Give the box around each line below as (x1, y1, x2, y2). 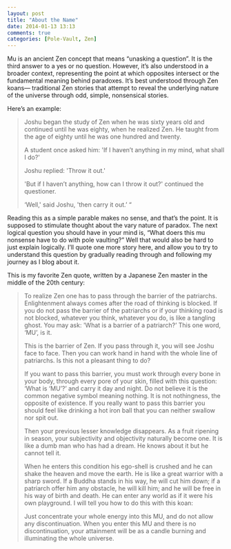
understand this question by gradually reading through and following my (7, 251, 212, 259)
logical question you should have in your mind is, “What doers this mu (7, 229, 205, 237)
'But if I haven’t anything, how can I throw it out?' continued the (23, 180, 204, 188)
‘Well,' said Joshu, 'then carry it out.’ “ (23, 200, 132, 209)
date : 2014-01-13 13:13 (7, 23, 76, 30)
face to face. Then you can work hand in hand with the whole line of (23, 349, 218, 358)
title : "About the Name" (7, 17, 79, 23)
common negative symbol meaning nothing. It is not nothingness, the (23, 392, 221, 400)
